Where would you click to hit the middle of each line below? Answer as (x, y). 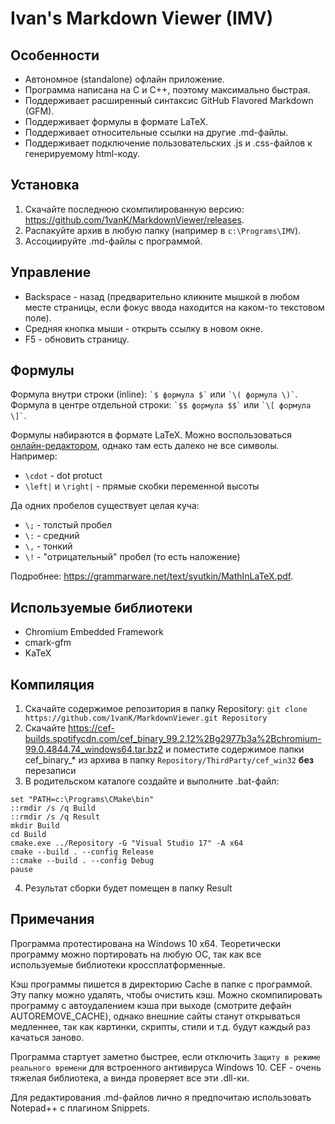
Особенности (55, 55)
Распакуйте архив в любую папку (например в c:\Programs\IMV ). (163, 230)
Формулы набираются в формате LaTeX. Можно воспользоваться (151, 435)
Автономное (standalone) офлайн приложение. (124, 79)
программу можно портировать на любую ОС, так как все (136, 954)
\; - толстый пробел (68, 525)
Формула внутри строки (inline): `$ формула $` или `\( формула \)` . (154, 394)
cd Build (28, 835)
